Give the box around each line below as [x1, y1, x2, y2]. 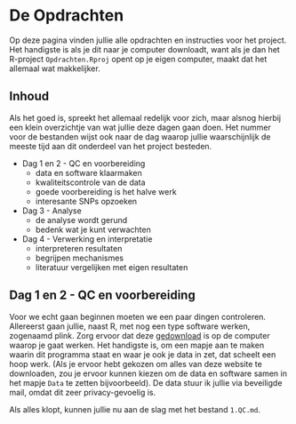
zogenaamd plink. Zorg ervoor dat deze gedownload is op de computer [9, 330, 270, 340]
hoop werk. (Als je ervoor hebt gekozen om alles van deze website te [9, 358, 262, 369]
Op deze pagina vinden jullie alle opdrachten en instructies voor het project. [9, 35, 287, 45]
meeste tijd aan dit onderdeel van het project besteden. [9, 140, 212, 151]
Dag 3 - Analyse [21, 205, 82, 216]
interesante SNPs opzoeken [35, 196, 138, 206]
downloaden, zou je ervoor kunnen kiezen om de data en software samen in [9, 368, 287, 379]
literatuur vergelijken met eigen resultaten [35, 261, 188, 272]
